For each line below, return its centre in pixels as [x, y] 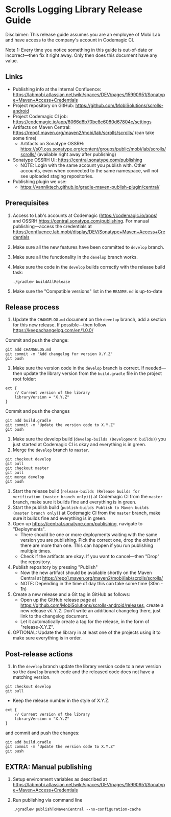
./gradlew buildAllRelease [41, 282]
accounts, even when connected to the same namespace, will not [89, 170]
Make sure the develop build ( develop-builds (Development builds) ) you [89, 439]
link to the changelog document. [54, 616]
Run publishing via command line [47, 800]
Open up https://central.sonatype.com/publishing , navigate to [78, 524]
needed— [155, 368]
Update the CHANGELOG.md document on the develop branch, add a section [89, 319]
